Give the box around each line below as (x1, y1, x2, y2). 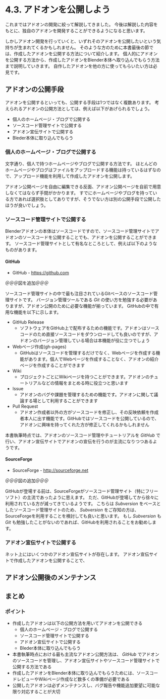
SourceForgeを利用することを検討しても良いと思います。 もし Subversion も (5, 513, 162, 519)
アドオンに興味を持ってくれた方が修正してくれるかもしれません (19, 422, 150, 428)
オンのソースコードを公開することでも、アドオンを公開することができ (9, 234, 153, 241)
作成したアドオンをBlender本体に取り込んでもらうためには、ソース (12, 670, 150, 676)
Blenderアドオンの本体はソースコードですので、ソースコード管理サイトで (5, 228, 155, 234)
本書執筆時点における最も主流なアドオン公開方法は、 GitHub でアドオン (12, 651, 160, 657)
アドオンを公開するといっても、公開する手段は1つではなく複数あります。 (5, 99, 154, 105)
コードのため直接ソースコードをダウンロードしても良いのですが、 (19, 331, 154, 337)
